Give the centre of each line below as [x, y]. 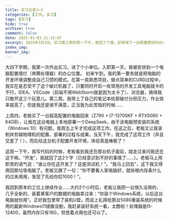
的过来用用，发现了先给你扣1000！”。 [45, 176]
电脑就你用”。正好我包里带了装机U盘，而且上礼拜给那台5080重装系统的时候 [84, 200]
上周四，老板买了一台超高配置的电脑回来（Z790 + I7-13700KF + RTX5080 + [84, 115]
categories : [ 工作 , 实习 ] [31, 15]
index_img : [17, 47]
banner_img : [18, 52]
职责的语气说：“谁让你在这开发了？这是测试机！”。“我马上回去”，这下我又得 [84, 164]
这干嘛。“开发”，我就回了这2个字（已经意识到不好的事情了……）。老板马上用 [84, 158]
